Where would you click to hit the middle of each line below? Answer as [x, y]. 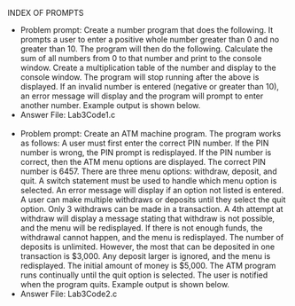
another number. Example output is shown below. [110, 105]
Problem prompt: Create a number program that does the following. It [147, 30]
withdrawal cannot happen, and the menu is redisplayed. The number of [152, 237]
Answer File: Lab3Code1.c [68, 115]
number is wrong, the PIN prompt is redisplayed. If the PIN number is [146, 153]
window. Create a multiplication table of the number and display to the [148, 67]
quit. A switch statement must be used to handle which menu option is [148, 180]
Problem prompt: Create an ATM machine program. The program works [151, 133]
